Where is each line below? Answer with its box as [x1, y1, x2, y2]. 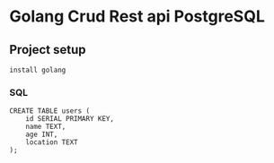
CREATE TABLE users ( [9, 107, 91, 116]
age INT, [25, 130, 58, 140]
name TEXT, [25, 123, 66, 132]
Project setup [9, 42, 87, 57]
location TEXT [25, 138, 78, 147]
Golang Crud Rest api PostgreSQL [9, 6, 265, 27]
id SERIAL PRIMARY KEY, [25, 115, 115, 124]
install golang [9, 65, 66, 74]
